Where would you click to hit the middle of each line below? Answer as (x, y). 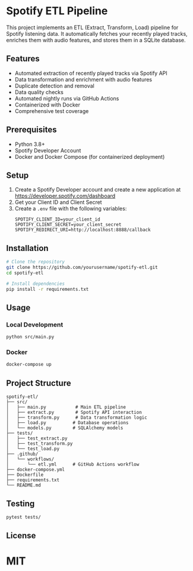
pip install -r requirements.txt (48, 289)
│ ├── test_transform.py (39, 444)
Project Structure (39, 383)
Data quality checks (39, 92)
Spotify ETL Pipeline (57, 11)
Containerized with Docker (47, 105)
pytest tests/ (24, 517)
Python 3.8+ (30, 144)
